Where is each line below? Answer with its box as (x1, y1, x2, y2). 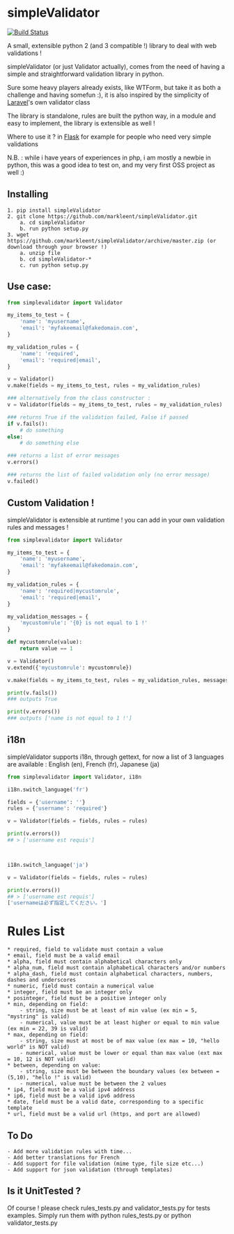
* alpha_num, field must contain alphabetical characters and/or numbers (7, 964, 226, 971)
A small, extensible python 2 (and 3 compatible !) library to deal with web (7, 41, 217, 49)
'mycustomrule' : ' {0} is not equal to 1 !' (19, 619, 148, 626)
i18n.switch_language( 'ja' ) (7, 861, 89, 868)
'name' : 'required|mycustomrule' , (19, 587, 120, 594)
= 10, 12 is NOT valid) (7, 1056, 77, 1063)
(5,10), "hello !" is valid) (7, 1074, 92, 1081)
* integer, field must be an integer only (7, 989, 132, 996)
